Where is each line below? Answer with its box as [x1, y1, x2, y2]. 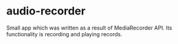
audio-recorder [6, 4, 86, 18]
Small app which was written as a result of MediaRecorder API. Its [6, 24, 172, 31]
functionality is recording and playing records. [6, 30, 122, 37]
